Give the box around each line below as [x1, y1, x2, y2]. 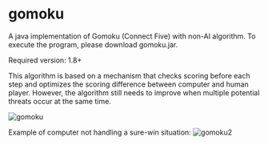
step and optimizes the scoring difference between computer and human [8, 79, 250, 89]
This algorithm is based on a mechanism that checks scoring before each [8, 70, 250, 80]
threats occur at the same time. [8, 96, 112, 106]
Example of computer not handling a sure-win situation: [8, 127, 192, 137]
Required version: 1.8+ [8, 55, 82, 65]
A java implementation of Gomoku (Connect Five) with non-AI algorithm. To [8, 31, 256, 41]
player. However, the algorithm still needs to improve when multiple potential [8, 87, 260, 97]
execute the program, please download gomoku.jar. [8, 39, 178, 49]
